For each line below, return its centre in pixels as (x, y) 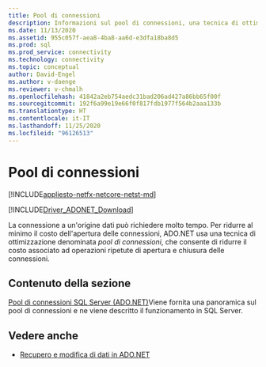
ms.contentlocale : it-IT (49, 119)
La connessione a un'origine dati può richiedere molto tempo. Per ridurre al (131, 225)
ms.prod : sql (30, 45)
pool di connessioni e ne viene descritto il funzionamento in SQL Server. (125, 311)
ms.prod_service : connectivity (60, 52)
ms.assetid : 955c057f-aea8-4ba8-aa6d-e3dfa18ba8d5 (93, 38)
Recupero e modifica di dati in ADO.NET (85, 355)
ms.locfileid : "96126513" (51, 133)
